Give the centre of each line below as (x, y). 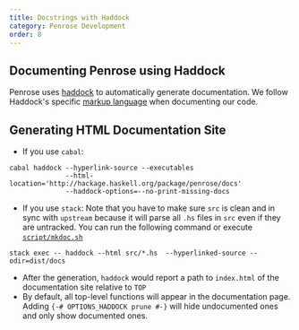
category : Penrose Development (68, 26)
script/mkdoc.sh (52, 238)
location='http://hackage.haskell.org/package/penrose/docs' (126, 184)
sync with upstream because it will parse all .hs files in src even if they (151, 217)
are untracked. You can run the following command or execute (137, 227)
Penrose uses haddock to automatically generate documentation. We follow (149, 92)
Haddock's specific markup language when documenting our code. (133, 102)
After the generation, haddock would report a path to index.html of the (150, 278)
